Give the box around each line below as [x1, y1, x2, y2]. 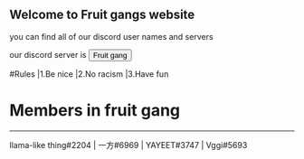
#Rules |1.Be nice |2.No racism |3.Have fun [9, 68, 169, 79]
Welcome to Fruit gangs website [9, 7, 195, 23]
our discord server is [9, 49, 87, 60]
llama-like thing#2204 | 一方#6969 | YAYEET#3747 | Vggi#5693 [9, 139, 248, 150]
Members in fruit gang [9, 100, 181, 120]
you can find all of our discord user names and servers [9, 31, 214, 42]
